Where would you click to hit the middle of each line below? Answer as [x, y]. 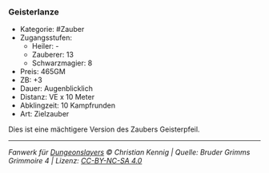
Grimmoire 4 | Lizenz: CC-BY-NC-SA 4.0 [75, 161]
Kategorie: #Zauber [52, 29]
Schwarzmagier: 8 [62, 63]
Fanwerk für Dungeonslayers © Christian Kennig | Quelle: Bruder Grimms [129, 152]
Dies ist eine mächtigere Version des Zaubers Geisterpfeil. [104, 129]
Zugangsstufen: [46, 37]
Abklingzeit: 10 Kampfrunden [68, 105]
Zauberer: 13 [53, 55]
